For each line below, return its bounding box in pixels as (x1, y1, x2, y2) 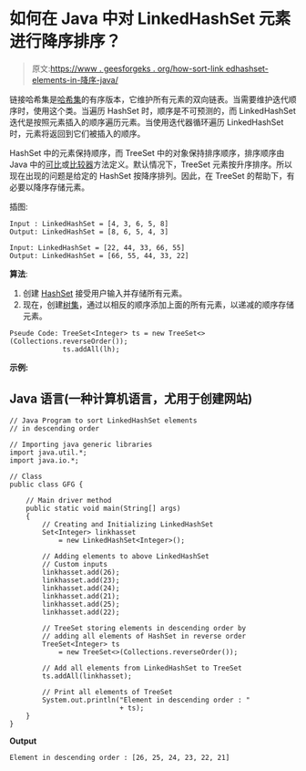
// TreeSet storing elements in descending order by (42, 623, 247, 632)
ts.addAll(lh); (62, 344, 120, 354)
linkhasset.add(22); (42, 608, 120, 617)
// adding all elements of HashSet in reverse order (42, 631, 247, 641)
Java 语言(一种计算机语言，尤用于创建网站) (9, 391, 253, 407)
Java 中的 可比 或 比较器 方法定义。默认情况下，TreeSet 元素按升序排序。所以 (9, 159, 293, 170)
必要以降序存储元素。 (9, 182, 89, 193)
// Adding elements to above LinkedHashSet (42, 551, 209, 561)
